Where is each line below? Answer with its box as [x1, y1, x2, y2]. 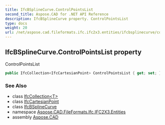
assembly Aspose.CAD [12, 114, 59, 120]
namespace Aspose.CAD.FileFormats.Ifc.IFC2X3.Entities [12, 109, 126, 115]
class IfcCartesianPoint [12, 99, 59, 104]
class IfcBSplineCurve [12, 103, 57, 109]
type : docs [5, 21, 27, 26]
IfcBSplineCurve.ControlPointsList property [5, 48, 142, 56]
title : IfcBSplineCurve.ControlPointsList [5, 7, 93, 12]
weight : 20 [5, 25, 27, 30]
